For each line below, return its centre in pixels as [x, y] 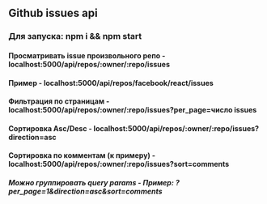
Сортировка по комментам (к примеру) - [82, 155]
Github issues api [53, 13]
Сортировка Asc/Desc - [51, 128]
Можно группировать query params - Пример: [91, 182]
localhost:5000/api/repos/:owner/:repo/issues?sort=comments [119, 164]
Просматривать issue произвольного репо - [87, 55]
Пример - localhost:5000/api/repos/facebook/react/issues [111, 83]
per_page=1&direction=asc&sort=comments [86, 191]
